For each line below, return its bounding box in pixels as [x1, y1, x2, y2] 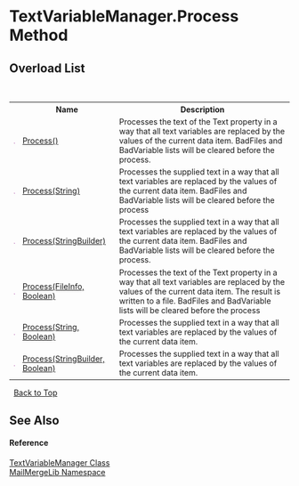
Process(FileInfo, [21, 281, 85, 291]
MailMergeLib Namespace [9, 467, 106, 478]
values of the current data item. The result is [118, 286, 281, 296]
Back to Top [12, 387, 58, 398]
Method [9, 25, 69, 45]
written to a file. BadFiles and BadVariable [118, 296, 271, 306]
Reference [9, 438, 49, 449]
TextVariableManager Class [9, 458, 110, 468]
